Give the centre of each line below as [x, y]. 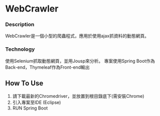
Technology [20, 49]
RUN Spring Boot [30, 108]
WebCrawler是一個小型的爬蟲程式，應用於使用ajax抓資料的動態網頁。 [77, 36]
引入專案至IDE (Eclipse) [37, 102]
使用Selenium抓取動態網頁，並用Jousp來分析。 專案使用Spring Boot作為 [80, 61]
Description [20, 25]
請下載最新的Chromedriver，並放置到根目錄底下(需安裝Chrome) [78, 96]
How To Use [24, 83]
